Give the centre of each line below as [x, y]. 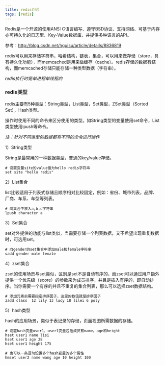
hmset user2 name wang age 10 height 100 [48, 357]
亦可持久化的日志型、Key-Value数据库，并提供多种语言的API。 [68, 35]
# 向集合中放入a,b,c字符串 [29, 209]
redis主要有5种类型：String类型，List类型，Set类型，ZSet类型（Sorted [77, 104]
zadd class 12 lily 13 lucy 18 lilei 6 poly [52, 300]
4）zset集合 [17, 263]
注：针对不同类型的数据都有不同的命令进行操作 [52, 137]
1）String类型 [18, 147]
